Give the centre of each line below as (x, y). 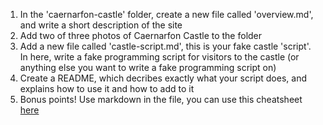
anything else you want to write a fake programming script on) (148, 67)
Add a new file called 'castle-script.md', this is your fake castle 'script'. (165, 46)
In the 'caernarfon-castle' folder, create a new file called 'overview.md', (166, 14)
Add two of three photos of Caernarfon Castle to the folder (141, 35)
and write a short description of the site (101, 25)
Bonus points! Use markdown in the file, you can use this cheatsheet (161, 99)
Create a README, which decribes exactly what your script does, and (163, 78)
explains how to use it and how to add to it (107, 88)
